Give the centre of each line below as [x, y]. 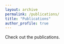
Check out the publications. [32, 37]
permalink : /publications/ [32, 14]
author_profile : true [27, 23]
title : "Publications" [28, 19]
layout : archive [21, 10]
